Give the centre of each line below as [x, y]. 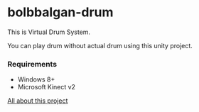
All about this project [38, 101]
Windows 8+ [36, 79]
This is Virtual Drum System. [49, 32]
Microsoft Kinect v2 [47, 87]
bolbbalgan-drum [60, 12]
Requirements [32, 64]
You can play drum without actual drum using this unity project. [100, 45]
